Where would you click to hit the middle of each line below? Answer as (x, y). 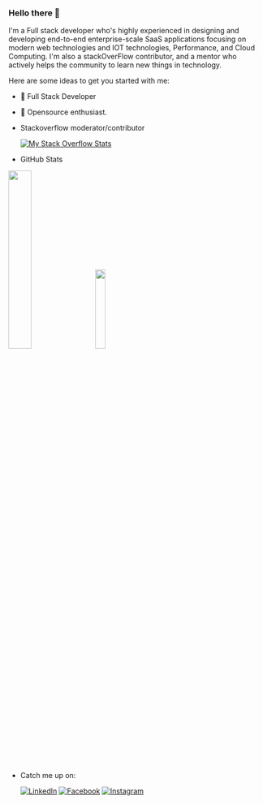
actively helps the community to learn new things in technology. (115, 65)
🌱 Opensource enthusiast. (64, 112)
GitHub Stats (41, 159)
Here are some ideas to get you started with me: (89, 81)
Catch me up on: (48, 776)
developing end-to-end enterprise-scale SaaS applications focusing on (127, 39)
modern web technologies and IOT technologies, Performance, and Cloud (132, 48)
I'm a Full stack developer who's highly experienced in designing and (124, 31)
